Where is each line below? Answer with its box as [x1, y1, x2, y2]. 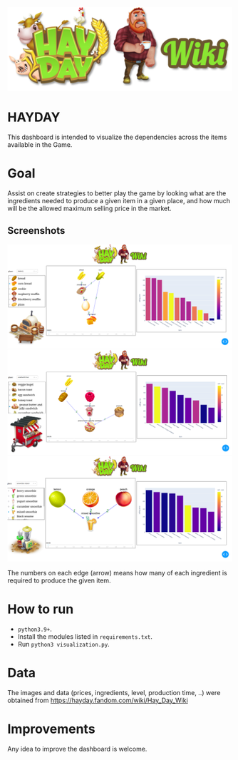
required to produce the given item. [7, 576, 112, 585]
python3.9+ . [17, 625, 52, 633]
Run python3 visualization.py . [17, 640, 110, 648]
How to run [7, 601, 74, 617]
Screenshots [7, 225, 66, 237]
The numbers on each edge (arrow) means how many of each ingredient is [7, 568, 227, 577]
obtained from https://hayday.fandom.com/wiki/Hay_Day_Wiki [7, 696, 189, 704]
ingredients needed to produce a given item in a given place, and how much [7, 196, 230, 205]
